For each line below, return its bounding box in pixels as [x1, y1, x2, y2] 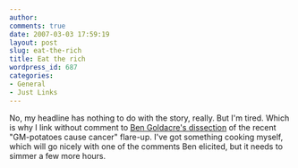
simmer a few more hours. [9, 150, 106, 161]
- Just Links [9, 88, 58, 97]
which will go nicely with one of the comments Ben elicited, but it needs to [9, 140, 284, 152]
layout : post [9, 38, 58, 47]
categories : [9, 71, 54, 80]
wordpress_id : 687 [9, 63, 78, 72]
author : [9, 13, 38, 22]
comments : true [9, 21, 66, 30]
